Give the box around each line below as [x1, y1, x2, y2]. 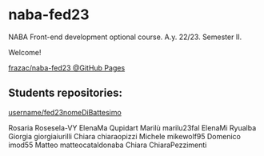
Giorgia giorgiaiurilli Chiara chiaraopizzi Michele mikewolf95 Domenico [8, 131, 242, 141]
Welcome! [8, 47, 42, 57]
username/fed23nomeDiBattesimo [8, 107, 122, 117]
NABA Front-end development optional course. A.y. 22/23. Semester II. [8, 32, 242, 42]
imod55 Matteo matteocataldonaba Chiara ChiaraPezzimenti [8, 140, 207, 150]
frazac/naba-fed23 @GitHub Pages [8, 62, 126, 73]
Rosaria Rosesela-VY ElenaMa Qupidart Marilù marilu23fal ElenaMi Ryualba [8, 122, 257, 133]
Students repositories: [8, 86, 122, 100]
